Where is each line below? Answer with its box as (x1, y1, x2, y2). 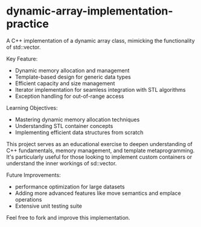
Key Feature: (6, 55, 38, 62)
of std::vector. (6, 43, 41, 51)
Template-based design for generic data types (14, 73, 131, 80)
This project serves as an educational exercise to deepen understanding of (6, 140, 193, 147)
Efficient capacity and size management (14, 80, 115, 87)
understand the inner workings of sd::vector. (6, 159, 117, 167)
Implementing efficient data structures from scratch (14, 129, 144, 136)
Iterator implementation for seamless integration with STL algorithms (14, 86, 186, 93)
